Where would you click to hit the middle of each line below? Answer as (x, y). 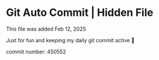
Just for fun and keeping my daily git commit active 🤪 (70, 40)
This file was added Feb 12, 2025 (46, 29)
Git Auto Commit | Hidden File (80, 13)
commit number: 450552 (36, 51)
